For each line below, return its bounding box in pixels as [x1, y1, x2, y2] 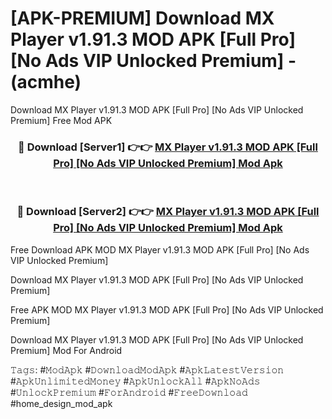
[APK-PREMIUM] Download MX [10, 7, 275, 30]
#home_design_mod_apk [10, 397, 113, 409]
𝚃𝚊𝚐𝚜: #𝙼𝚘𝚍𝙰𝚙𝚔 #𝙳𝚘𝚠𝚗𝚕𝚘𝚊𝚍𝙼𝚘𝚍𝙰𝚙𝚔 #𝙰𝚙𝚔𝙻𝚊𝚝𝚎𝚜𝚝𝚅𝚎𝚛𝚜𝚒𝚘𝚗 [10, 363, 285, 376]
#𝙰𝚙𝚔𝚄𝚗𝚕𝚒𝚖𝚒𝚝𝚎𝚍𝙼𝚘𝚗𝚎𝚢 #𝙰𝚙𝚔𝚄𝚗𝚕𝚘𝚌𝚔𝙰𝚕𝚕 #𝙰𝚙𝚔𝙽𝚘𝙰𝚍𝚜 [10, 375, 261, 387]
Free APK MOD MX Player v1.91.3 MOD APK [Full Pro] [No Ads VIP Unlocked [10, 303, 324, 316]
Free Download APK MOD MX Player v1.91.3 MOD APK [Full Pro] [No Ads [10, 243, 310, 256]
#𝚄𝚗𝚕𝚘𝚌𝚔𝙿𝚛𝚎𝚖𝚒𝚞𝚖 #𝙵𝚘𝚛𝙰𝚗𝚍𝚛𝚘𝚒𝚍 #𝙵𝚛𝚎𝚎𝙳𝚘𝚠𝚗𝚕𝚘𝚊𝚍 [10, 386, 248, 398]
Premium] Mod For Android [10, 344, 123, 356]
